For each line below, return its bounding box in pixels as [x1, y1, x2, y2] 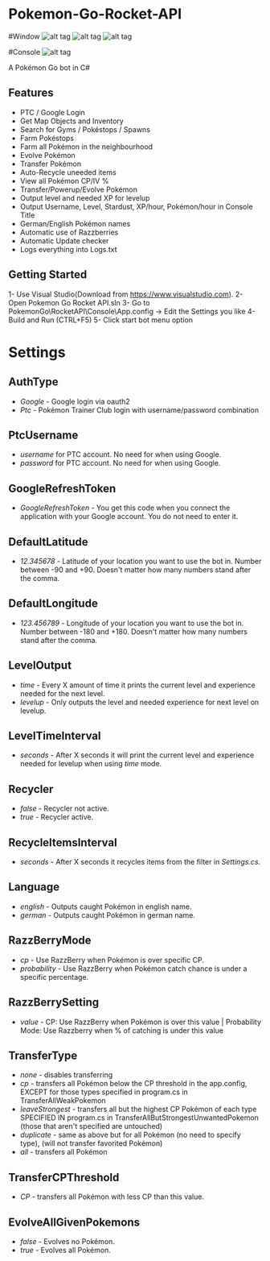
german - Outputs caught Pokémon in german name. [19, 910, 195, 919]
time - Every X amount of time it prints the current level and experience [19, 680, 256, 690]
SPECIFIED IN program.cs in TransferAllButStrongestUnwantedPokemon [19, 1113, 260, 1122]
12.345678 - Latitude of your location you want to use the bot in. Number [19, 557, 262, 566]
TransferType [8, 1048, 78, 1062]
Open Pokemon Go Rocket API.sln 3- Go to [8, 297, 150, 307]
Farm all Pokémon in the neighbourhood [19, 142, 153, 151]
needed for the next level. [19, 688, 105, 698]
